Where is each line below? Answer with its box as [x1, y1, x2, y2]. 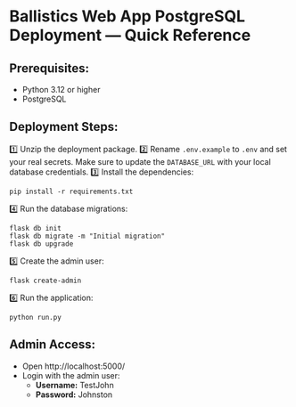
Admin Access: [9, 337, 96, 353]
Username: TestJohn [35, 379, 114, 390]
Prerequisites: [9, 61, 89, 76]
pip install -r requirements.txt [9, 187, 134, 196]
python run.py [9, 313, 62, 322]
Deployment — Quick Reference [9, 25, 251, 45]
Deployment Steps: [9, 119, 119, 134]
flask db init [9, 224, 62, 232]
